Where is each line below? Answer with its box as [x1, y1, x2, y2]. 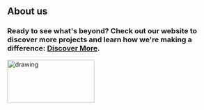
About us [7, 6, 48, 17]
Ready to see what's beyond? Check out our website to [7, 26, 197, 36]
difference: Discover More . [7, 44, 100, 53]
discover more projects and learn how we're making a [7, 35, 193, 44]
